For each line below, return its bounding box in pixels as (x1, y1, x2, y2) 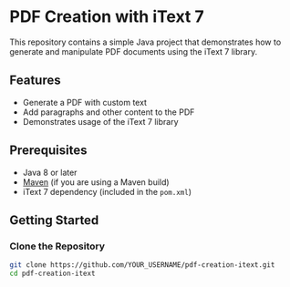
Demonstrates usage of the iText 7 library (22, 116, 180, 127)
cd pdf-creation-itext (9, 269, 96, 279)
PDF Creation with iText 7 (9, 6, 204, 27)
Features (9, 73, 61, 88)
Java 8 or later (22, 167, 78, 178)
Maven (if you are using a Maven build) (22, 176, 171, 188)
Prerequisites (9, 143, 88, 159)
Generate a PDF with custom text (22, 97, 148, 108)
